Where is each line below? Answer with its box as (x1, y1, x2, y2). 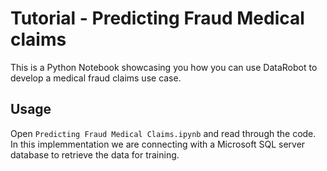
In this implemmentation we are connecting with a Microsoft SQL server (10, 138, 306, 150)
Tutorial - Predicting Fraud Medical (10, 7, 305, 30)
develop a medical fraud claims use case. (10, 72, 182, 84)
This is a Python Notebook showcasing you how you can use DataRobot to (10, 61, 318, 73)
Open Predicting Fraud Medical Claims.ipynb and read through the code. (10, 127, 317, 139)
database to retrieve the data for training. (10, 148, 180, 161)
